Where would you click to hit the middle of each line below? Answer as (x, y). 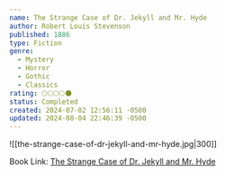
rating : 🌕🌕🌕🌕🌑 (41, 93)
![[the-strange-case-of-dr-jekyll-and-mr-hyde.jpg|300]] (113, 144)
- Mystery (36, 60)
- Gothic (34, 77)
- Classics (38, 85)
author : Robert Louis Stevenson (70, 26)
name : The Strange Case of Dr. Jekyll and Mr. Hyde (108, 18)
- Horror (34, 69)
